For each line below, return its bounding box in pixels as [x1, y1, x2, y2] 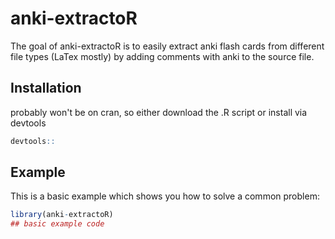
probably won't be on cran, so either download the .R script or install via [10, 106, 308, 118]
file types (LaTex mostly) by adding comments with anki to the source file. [10, 50, 315, 62]
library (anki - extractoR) [10, 210, 114, 220]
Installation [10, 80, 82, 97]
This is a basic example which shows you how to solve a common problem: [10, 190, 320, 202]
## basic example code [10, 219, 105, 229]
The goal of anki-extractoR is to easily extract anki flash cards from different [10, 40, 325, 52]
